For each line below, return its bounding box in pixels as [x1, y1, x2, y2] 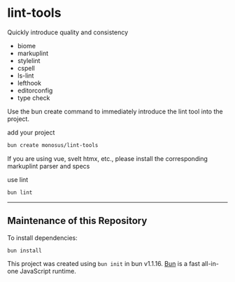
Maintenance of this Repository [7, 215, 148, 227]
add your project [7, 128, 55, 136]
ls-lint [17, 71, 34, 80]
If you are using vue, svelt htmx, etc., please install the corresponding [7, 154, 208, 162]
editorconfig [17, 86, 53, 94]
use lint [7, 175, 29, 183]
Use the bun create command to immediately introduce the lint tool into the [7, 107, 223, 115]
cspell [17, 64, 35, 72]
